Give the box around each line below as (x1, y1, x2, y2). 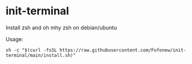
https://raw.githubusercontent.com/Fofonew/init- (59, 47, 187, 53)
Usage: (5, 35, 23, 42)
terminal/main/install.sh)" (5, 52, 76, 58)
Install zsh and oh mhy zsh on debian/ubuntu (5, 24, 117, 31)
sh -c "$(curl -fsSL (5, 47, 58, 53)
